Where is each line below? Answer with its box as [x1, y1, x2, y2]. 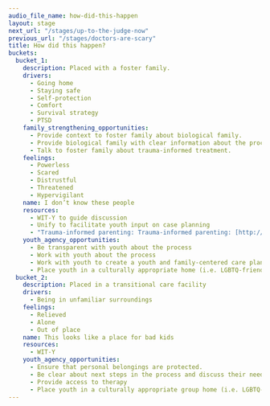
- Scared [29, 169, 59, 177]
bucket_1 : [15, 57, 48, 65]
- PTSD [29, 117, 52, 125]
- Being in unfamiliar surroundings [29, 296, 153, 304]
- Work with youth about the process [29, 251, 157, 259]
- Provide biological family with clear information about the [29, 138, 247, 147]
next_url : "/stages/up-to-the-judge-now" [8, 27, 149, 35]
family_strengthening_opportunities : [22, 124, 149, 132]
